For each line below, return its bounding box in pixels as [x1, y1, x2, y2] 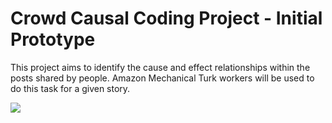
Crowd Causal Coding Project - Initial [10, 7, 323, 30]
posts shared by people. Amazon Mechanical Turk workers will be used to [10, 72, 315, 84]
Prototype [10, 28, 96, 51]
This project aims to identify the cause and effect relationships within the [10, 61, 311, 73]
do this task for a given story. [10, 82, 131, 94]
